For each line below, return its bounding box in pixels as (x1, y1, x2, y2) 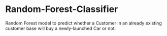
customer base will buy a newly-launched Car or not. (5, 25, 116, 31)
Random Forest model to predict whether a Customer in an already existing (5, 20, 162, 26)
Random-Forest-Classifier (5, 3, 118, 15)
